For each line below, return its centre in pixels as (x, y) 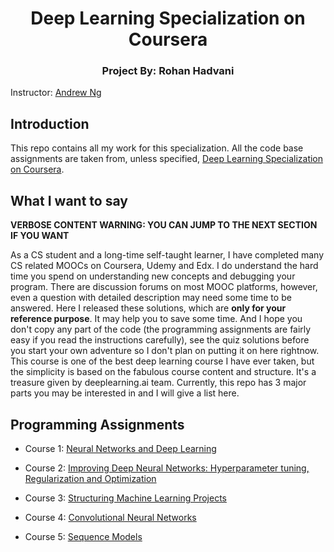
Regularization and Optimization (90, 478)
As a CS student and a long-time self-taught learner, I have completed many (167, 255)
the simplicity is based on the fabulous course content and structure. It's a (163, 372)
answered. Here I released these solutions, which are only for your (148, 308)
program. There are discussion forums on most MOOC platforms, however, (164, 287)
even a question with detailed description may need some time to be (151, 298)
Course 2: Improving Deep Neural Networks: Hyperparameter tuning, (167, 468)
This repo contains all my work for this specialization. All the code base (157, 148)
